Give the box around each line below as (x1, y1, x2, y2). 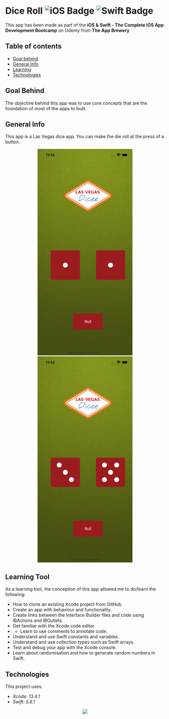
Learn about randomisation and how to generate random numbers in (12, 650, 155, 656)
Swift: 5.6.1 (12, 699, 35, 705)
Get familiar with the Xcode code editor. (12, 623, 96, 629)
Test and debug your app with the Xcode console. (12, 644, 117, 650)
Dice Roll (5, 5, 43, 17)
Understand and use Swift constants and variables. (12, 634, 119, 640)
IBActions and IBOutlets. (12, 617, 63, 623)
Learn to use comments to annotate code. (20, 628, 108, 635)
